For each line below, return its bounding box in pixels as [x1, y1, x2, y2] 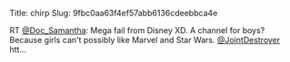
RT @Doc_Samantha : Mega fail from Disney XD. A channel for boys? [9, 25, 265, 35]
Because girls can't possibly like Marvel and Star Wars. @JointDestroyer [9, 35, 281, 45]
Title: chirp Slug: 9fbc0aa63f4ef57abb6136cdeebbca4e [9, 8, 218, 18]
